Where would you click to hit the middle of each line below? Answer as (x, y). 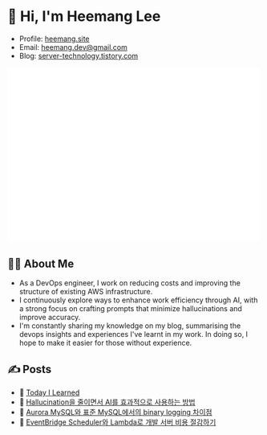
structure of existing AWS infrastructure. (86, 292)
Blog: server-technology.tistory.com (79, 55)
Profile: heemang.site (54, 39)
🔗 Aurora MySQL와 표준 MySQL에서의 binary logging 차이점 (115, 412)
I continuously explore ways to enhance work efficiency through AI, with (138, 300)
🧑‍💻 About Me (41, 263)
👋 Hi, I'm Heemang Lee (84, 16)
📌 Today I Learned (49, 392)
